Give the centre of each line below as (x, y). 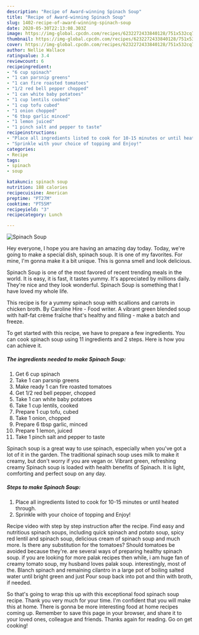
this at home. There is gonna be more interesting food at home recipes (92, 607)
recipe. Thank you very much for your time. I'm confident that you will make (99, 601)
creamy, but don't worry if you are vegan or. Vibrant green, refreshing (92, 461)
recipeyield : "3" (28, 209)
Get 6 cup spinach (38, 374)
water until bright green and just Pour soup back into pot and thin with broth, (100, 576)
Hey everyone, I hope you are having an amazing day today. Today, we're (96, 249)
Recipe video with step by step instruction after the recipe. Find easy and (96, 526)
